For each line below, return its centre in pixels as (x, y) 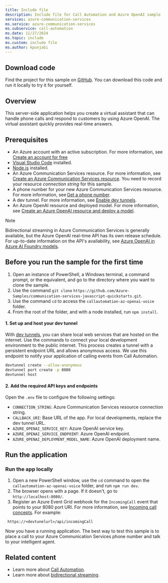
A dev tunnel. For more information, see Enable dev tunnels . (74, 200)
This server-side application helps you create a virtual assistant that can (80, 113)
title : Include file (27, 10)
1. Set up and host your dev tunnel (41, 323)
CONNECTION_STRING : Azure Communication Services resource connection (88, 407)
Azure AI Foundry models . (32, 246)
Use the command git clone (42, 290)
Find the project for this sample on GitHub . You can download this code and (84, 80)
